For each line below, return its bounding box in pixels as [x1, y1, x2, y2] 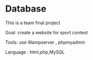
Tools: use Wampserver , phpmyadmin [5, 39, 85, 45]
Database [5, 3, 46, 15]
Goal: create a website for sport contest [5, 29, 88, 35]
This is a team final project [5, 20, 61, 26]
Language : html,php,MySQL [5, 49, 65, 55]
